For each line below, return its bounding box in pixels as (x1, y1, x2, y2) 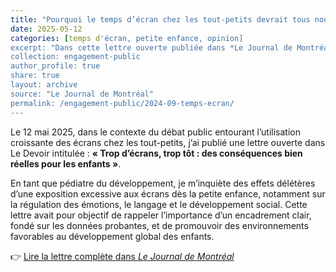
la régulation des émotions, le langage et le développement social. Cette (10, 198, 308, 210)
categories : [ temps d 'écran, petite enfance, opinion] (10, 33, 244, 43)
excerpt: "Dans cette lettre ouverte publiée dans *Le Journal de (10, 42, 293, 53)
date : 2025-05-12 (10, 24, 83, 34)
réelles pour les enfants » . (10, 157, 122, 170)
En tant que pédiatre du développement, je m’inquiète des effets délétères (10, 177, 316, 189)
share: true (10, 71, 60, 81)
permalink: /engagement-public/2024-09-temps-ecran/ (10, 98, 235, 108)
